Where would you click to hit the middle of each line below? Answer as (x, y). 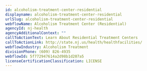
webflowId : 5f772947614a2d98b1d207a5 (45, 56)
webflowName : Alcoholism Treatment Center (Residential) (66, 24)
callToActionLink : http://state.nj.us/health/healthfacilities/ (74, 42)
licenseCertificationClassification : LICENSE (53, 61)
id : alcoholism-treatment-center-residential (53, 10)
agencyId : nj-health (27, 28)
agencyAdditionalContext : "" (36, 33)
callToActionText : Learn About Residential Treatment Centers (71, 38)
